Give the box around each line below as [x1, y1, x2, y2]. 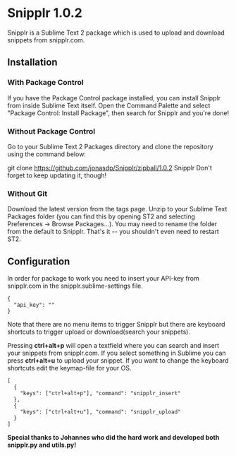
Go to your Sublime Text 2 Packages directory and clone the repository [7, 142, 213, 151]
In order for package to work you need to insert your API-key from [7, 274, 199, 283]
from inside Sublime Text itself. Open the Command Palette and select [7, 101, 211, 110]
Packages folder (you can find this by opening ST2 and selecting [7, 212, 196, 221]
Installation [7, 57, 58, 69]
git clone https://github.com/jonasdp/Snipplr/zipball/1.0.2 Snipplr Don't [7, 163, 213, 172]
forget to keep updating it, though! [7, 171, 107, 180]
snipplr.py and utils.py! [7, 440, 77, 450]
